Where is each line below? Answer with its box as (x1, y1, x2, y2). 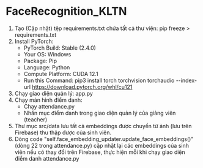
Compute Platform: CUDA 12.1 (23, 70, 98, 77)
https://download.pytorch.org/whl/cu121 (32, 83, 133, 90)
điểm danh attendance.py (14, 155, 79, 162)
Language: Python (23, 63, 70, 71)
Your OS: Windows (23, 50, 72, 58)
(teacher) (23, 115, 48, 123)
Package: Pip (23, 57, 57, 64)
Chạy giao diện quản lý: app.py (14, 90, 93, 97)
